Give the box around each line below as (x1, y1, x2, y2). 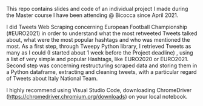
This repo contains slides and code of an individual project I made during (6, 5, 188, 12)
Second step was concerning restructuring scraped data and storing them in (6, 62, 198, 69)
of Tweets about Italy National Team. (6, 75, 98, 82)
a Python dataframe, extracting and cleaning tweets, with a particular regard (6, 68, 197, 75)
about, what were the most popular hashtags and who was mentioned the (6, 36, 190, 43)
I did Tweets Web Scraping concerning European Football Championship (6, 24, 188, 30)
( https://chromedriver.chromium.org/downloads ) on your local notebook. (6, 93, 188, 100)
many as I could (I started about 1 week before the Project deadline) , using (6, 49, 193, 56)
